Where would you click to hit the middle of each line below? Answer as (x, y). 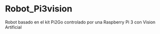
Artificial (13, 27)
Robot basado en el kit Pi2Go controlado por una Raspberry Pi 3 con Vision (80, 22)
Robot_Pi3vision (39, 9)
